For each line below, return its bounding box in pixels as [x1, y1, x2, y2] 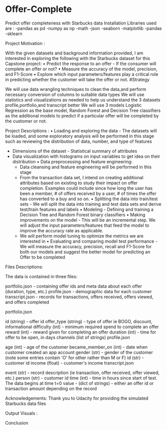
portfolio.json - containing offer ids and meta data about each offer [5, 283, 142, 289]
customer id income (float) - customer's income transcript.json [5, 360, 134, 366]
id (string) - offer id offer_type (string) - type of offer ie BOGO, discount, [5, 318, 153, 324]
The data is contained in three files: [5, 273, 78, 279]
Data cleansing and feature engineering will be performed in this [19, 164, 152, 170]
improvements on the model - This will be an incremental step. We [19, 217, 156, 223]
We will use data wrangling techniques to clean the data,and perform [5, 86, 147, 92]
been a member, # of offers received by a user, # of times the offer [19, 190, 157, 196]
